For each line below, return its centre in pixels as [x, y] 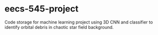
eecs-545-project [42, 9]
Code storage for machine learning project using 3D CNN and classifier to [79, 22]
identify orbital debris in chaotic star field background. [59, 27]
